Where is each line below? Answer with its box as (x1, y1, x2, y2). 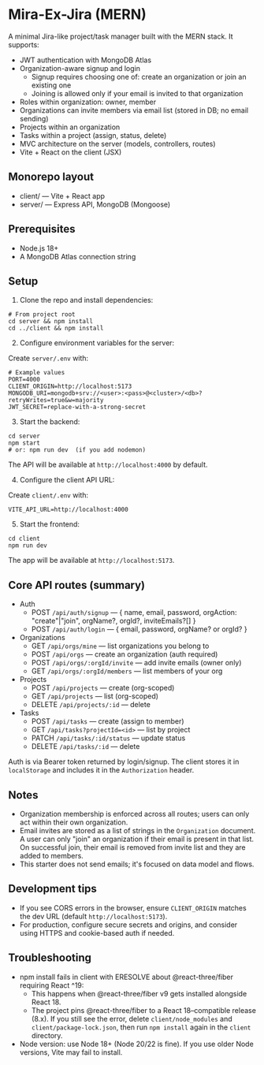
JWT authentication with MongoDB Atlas (19, 55, 152, 65)
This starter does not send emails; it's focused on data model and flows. (19, 859, 255, 869)
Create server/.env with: (8, 353, 89, 363)
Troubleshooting (8, 951, 92, 965)
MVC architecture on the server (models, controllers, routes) (19, 139, 216, 148)
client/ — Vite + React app (19, 191, 105, 200)
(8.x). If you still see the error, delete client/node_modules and (31, 1014, 232, 1023)
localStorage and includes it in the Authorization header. (8, 765, 195, 775)
